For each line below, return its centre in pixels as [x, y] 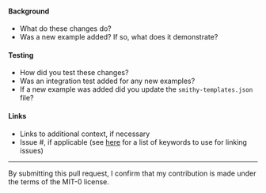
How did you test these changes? [74, 73]
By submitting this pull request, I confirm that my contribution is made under [132, 173]
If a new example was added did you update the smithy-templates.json [136, 89]
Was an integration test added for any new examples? [107, 81]
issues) [31, 150]
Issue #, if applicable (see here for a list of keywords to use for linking [133, 142]
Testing [21, 55]
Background [29, 11]
